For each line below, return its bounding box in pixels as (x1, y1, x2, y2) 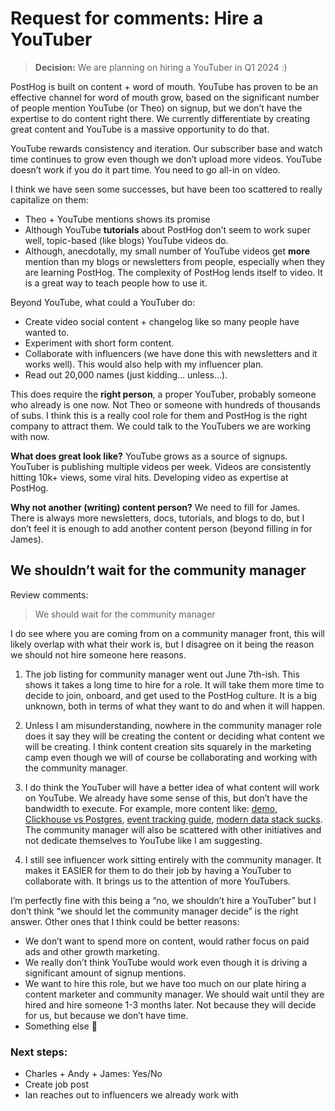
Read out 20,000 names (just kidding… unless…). (24, 368, 228, 381)
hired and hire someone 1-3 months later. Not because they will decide (24, 998, 317, 1011)
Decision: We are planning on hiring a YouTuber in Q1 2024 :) (34, 61, 288, 73)
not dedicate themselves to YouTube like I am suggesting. (24, 834, 263, 846)
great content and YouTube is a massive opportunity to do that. (10, 123, 270, 135)
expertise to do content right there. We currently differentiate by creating (10, 112, 311, 124)
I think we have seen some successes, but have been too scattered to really (10, 183, 323, 195)
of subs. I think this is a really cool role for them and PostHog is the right (10, 409, 308, 421)
